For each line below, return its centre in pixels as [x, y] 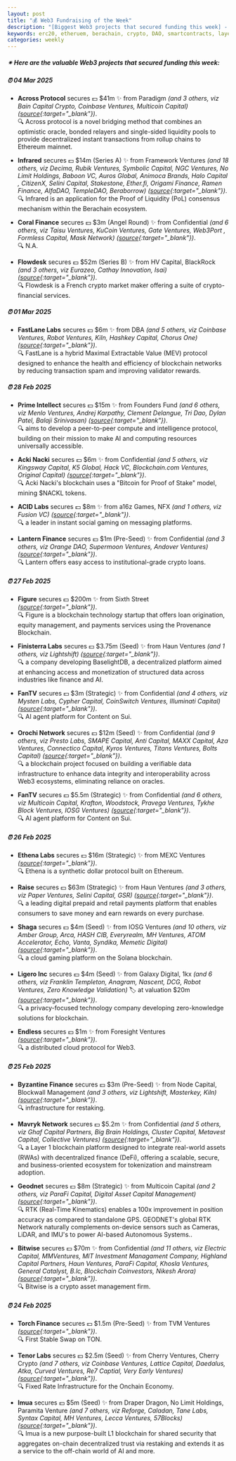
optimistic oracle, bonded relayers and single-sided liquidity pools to [117, 132]
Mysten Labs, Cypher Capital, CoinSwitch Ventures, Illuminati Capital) [119, 701]
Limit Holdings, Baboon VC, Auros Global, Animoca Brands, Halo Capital [123, 176]
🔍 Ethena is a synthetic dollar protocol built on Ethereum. [100, 871]
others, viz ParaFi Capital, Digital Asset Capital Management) [107, 1194]
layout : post [26, 14]
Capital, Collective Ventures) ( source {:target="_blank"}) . [99, 1140]
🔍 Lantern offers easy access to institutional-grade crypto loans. [111, 562]
